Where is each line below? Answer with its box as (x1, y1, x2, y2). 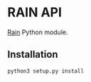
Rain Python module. (7, 28, 68, 36)
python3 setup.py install (7, 67, 84, 75)
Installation (7, 48, 58, 61)
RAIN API (7, 4, 63, 21)
